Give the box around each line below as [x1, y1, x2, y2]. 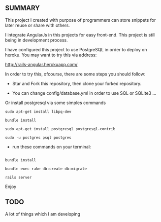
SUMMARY [5, 4, 40, 12]
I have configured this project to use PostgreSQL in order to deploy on [5, 46, 147, 52]
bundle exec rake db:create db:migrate [5, 166, 87, 171]
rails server [5, 175, 32, 180]
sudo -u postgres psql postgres [5, 135, 71, 140]
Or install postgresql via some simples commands [5, 100, 106, 106]
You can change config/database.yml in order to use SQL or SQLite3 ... [12, 90, 157, 96]
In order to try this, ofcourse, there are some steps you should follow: [5, 71, 146, 77]
